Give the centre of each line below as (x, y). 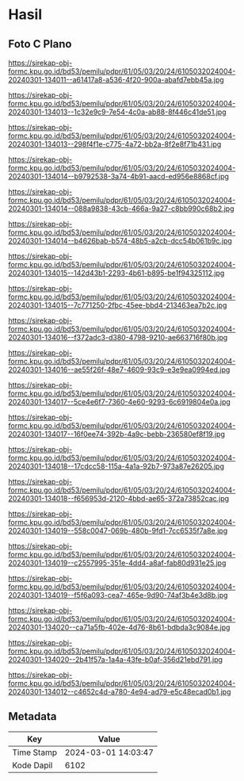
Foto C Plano (40, 44)
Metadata (32, 716)
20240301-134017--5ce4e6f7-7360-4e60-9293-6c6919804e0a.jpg (120, 402)
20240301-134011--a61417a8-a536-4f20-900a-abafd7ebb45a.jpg (116, 80)
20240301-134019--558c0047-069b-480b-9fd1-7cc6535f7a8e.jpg (118, 530)
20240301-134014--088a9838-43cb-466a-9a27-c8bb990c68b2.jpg (122, 209)
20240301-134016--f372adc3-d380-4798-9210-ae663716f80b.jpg (118, 337)
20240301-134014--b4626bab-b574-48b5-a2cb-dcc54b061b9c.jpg (120, 241)
